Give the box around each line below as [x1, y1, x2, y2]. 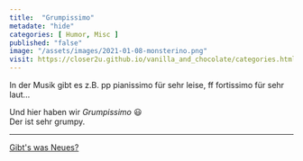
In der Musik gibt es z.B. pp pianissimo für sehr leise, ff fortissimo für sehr [9, 80, 285, 90]
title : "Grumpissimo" [9, 13, 95, 22]
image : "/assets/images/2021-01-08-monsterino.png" [9, 47, 207, 56]
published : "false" [9, 38, 83, 48]
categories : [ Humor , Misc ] [9, 30, 119, 39]
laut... [9, 89, 31, 100]
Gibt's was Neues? [9, 142, 79, 153]
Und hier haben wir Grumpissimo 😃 [9, 107, 142, 117]
